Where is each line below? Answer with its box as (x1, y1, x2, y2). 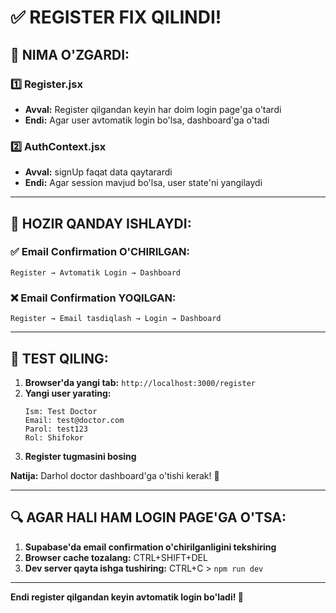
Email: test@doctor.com (24, 415, 125, 425)
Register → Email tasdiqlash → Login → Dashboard (10, 314, 222, 324)
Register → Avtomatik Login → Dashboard (10, 267, 182, 278)
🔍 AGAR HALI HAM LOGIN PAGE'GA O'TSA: (10, 509, 287, 526)
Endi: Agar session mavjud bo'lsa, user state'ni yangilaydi (24, 177, 263, 189)
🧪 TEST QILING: (10, 350, 109, 367)
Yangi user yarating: (24, 387, 112, 399)
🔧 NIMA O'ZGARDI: (10, 46, 130, 63)
